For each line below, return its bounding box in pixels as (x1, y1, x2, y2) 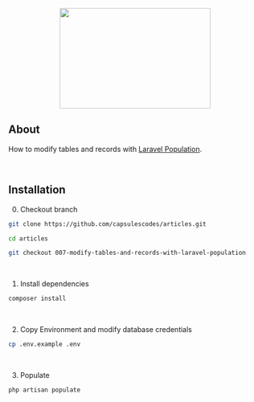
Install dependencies (19, 279, 90, 289)
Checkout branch (19, 204, 78, 214)
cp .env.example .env (8, 340, 81, 349)
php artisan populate (8, 386, 81, 394)
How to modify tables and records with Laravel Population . (8, 144, 203, 154)
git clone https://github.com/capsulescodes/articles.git (8, 219, 207, 228)
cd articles (8, 234, 48, 243)
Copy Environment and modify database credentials (19, 325, 193, 334)
